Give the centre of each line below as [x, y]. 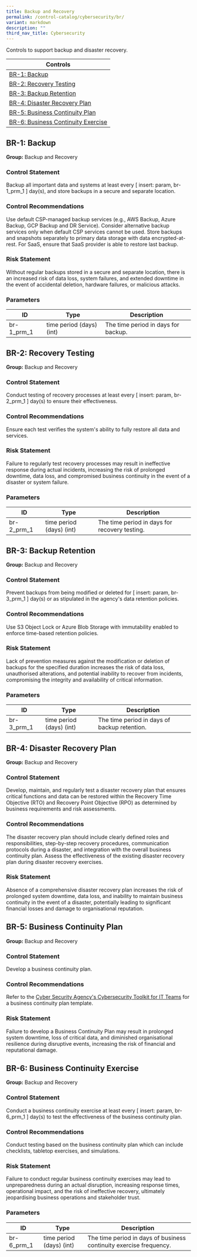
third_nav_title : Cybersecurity [45, 33]
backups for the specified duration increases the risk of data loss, [86, 667]
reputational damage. [32, 1050]
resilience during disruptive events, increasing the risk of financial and [91, 1043]
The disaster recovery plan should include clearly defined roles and [88, 837]
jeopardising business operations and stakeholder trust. [73, 1198]
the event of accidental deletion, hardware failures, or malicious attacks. [93, 284]
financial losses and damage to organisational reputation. [75, 908]
